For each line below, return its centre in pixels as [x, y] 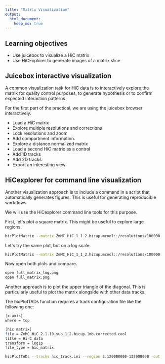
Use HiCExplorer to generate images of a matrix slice [66, 61]
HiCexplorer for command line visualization [73, 180]
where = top [17, 321]
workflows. [17, 202]
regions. [14, 227]
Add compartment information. [44, 138]
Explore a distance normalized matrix [50, 144]
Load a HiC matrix [31, 123]
